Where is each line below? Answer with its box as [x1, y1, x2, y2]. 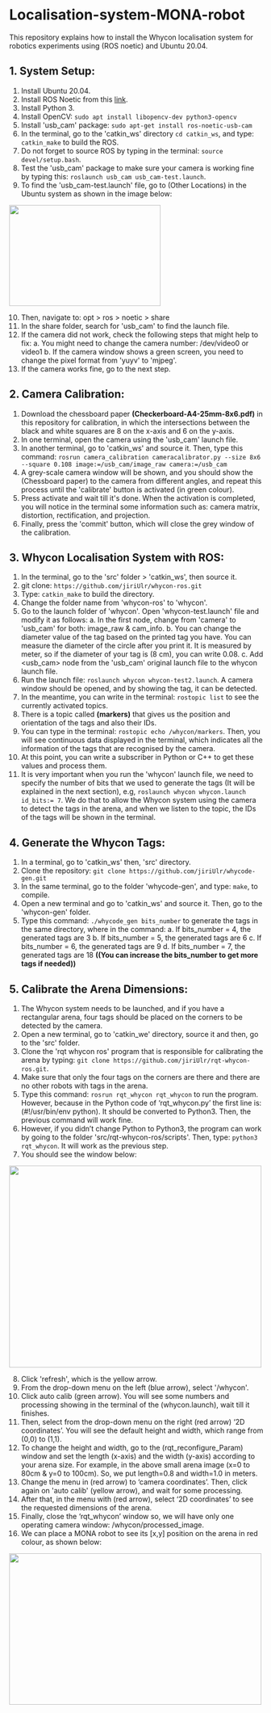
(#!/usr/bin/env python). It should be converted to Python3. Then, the [20, 1106, 252, 1116]
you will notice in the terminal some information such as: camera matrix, [20, 502, 261, 511]
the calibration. [20, 527, 71, 537]
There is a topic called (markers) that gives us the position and [20, 709, 231, 720]
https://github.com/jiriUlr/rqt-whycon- [113, 1056, 251, 1064]
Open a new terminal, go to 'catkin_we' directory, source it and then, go [20, 1030, 259, 1039]
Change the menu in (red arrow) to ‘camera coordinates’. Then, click [20, 1477, 248, 1487]
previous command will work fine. [20, 1115, 134, 1124]
